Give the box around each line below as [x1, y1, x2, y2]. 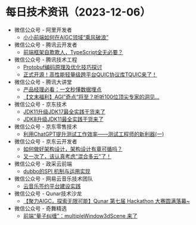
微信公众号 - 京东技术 [14, 101, 67, 108]
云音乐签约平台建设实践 [23, 182, 81, 189]
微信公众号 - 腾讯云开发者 [14, 41, 78, 48]
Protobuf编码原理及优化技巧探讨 [23, 63, 102, 70]
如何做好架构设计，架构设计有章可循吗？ [23, 145, 123, 152]
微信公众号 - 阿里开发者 [14, 26, 73, 33]
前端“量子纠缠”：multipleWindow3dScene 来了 [23, 212, 138, 219]
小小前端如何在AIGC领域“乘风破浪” [23, 33, 109, 40]
